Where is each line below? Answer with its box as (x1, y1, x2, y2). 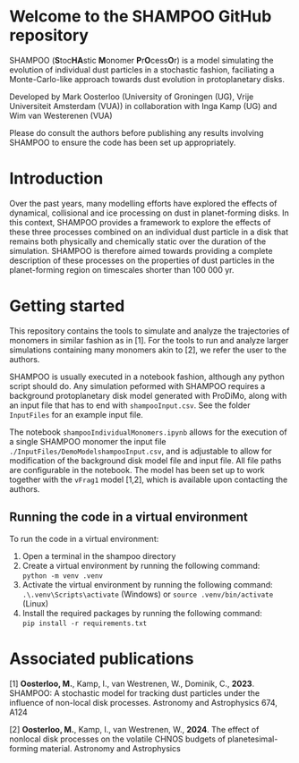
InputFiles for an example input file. (9, 409, 143, 420)
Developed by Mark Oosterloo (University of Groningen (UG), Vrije (9, 91, 254, 102)
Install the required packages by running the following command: (21, 607, 262, 618)
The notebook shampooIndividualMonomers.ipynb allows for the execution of (9, 427, 288, 437)
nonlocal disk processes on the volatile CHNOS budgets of (9, 733, 226, 744)
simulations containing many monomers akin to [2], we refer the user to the (9, 344, 286, 355)
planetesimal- (226, 733, 278, 744)
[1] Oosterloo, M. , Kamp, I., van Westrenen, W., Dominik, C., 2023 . (9, 678, 255, 689)
